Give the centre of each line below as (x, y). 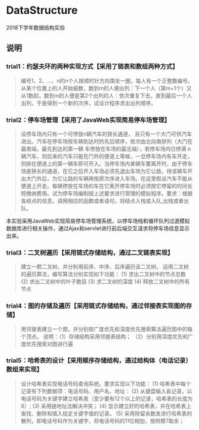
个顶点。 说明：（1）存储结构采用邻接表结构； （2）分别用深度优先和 (104, 336)
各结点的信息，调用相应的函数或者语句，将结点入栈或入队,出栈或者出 (105, 200)
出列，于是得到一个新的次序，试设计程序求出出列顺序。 (88, 103)
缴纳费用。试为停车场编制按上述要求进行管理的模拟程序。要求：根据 (109, 193)
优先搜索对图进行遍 (49, 344)
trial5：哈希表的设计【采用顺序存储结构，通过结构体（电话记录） (99, 360)
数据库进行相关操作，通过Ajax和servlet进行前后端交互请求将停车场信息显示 (98, 228)
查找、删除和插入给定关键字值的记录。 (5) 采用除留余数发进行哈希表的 (106, 413)
